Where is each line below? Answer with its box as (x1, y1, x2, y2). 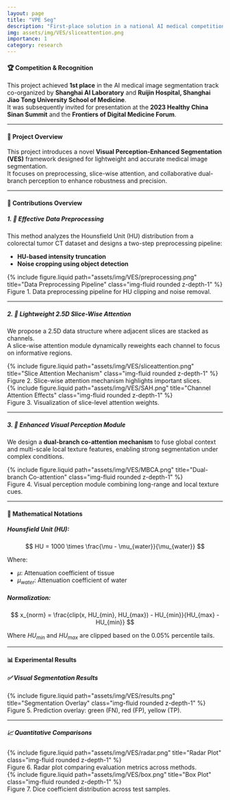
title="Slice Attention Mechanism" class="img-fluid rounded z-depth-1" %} (7, 369, 219, 377)
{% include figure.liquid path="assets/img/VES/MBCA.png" (7, 465, 175, 473)
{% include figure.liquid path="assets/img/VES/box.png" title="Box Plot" (7, 770, 212, 778)
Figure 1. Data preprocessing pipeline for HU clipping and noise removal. (7, 287, 212, 295)
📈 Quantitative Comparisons (7, 729, 92, 737)
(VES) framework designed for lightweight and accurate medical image (7, 155, 208, 163)
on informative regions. (7, 349, 73, 357)
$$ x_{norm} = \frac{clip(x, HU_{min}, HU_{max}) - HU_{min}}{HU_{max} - (10, 611, 220, 619)
